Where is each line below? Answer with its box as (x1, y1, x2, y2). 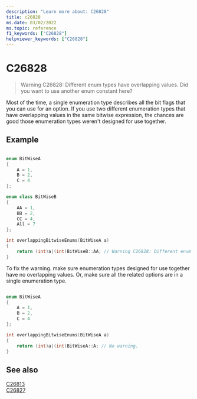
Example (6, 135, 39, 145)
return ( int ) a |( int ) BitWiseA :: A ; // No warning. (17, 343, 139, 349)
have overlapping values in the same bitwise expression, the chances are (6, 111, 184, 118)
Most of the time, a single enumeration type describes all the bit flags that (6, 99, 186, 106)
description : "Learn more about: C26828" (6, 8, 110, 15)
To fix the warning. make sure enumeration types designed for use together (6, 264, 190, 272)
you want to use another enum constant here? (20, 87, 133, 95)
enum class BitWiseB (6, 194, 57, 200)
